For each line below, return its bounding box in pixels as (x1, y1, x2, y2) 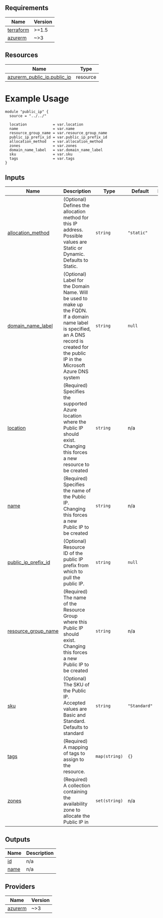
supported (63, 400, 87, 407)
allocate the (63, 812, 90, 819)
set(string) (95, 798, 123, 804)
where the (63, 418, 86, 425)
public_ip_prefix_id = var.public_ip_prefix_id (9, 135, 108, 140)
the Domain (63, 283, 90, 290)
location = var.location (9, 122, 83, 127)
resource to (63, 461, 90, 468)
